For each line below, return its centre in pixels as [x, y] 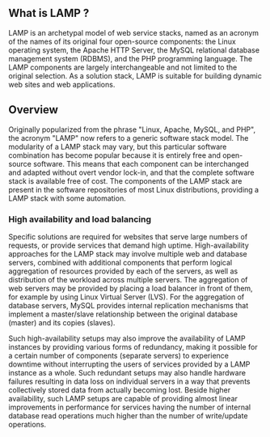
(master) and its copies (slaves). [62, 322]
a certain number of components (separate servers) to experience [118, 355]
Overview [34, 110]
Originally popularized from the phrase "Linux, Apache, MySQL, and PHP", [132, 129]
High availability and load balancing [80, 219]
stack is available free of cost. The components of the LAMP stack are [125, 180]
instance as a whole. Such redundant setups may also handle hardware [127, 372]
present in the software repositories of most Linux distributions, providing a [134, 189]
